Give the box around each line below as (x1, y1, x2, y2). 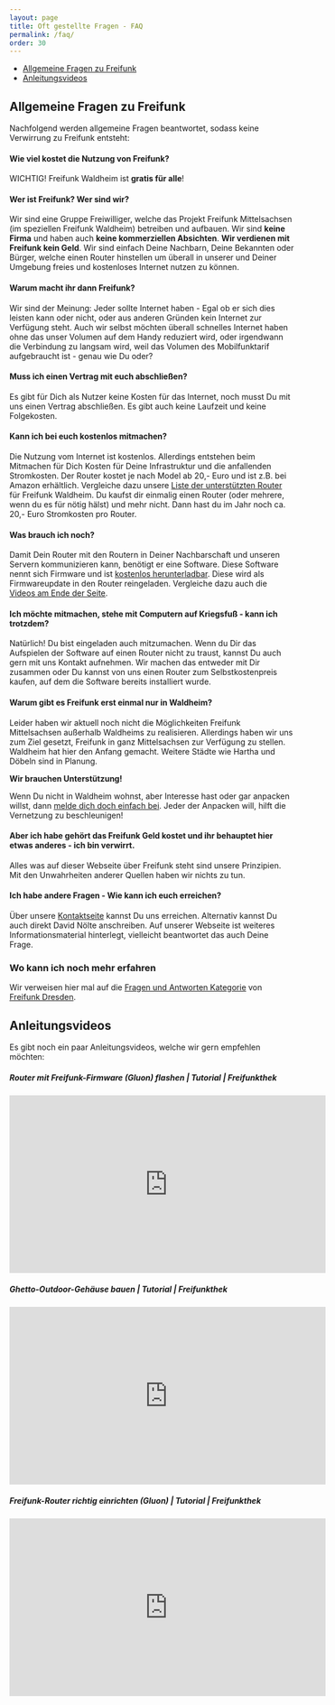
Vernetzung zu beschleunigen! (9, 810, 124, 820)
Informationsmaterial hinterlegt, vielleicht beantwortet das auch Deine (9, 930, 269, 941)
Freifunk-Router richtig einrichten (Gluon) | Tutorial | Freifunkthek (9, 1495, 262, 1506)
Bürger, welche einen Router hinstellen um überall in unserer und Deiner (9, 252, 277, 263)
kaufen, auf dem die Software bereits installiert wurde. (9, 676, 212, 687)
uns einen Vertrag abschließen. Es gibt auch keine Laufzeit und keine (9, 401, 266, 412)
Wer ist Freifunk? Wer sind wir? (9, 193, 129, 204)
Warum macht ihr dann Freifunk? (9, 283, 135, 293)
